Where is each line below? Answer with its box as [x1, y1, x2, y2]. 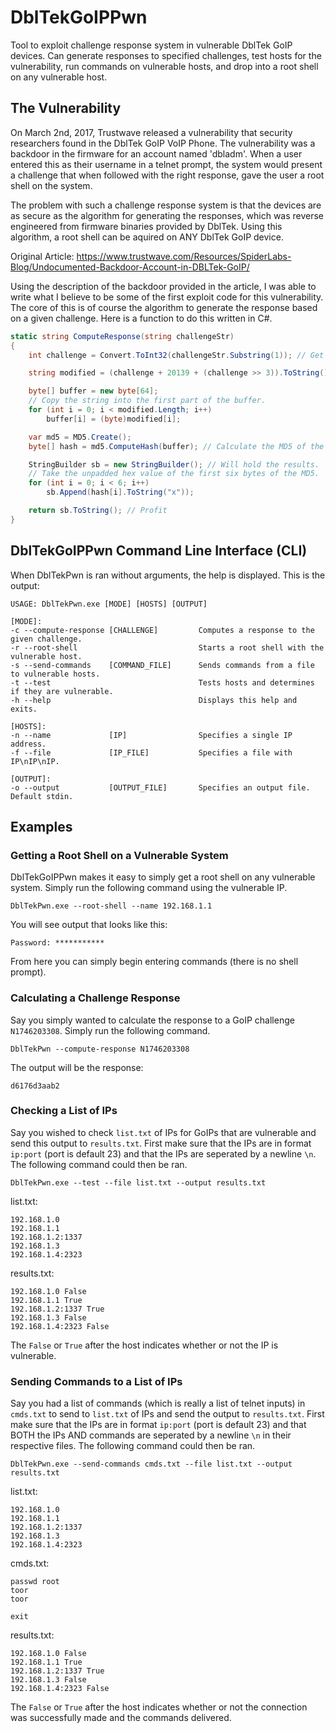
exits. [10, 704, 38, 714]
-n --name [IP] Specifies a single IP [10, 730, 293, 740]
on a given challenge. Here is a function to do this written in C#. [10, 312, 273, 324]
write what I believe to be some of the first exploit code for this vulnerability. [10, 291, 324, 303]
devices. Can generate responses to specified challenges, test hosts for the [10, 49, 322, 61]
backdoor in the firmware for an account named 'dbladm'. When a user [10, 147, 303, 160]
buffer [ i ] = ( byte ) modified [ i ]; [46, 414, 182, 424]
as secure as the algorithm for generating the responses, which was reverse [10, 209, 325, 221]
